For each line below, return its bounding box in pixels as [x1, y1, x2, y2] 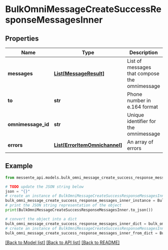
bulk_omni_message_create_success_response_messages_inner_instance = [5, 198, 155, 203]
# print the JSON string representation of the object [5, 203, 122, 208]
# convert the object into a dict [5, 216, 77, 221]
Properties [5, 34, 39, 43]
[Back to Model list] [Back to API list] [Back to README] [5, 239, 120, 245]
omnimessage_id [7, 121, 49, 128]
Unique [126, 111, 144, 118]
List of [126, 58, 142, 64]
